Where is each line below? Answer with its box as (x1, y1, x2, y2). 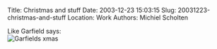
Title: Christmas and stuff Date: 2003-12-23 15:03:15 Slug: (7, 6, 177, 14)
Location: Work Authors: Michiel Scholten (67, 13, 189, 22)
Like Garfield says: (7, 27, 61, 35)
